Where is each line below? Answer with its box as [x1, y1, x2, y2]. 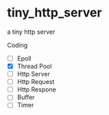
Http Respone [16, 85, 56, 94]
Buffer [16, 93, 36, 101]
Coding [7, 41, 28, 49]
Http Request [16, 78, 55, 86]
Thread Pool [16, 62, 52, 70]
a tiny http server [7, 28, 56, 36]
